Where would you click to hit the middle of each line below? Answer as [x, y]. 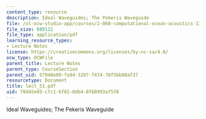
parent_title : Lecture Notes [44, 63]
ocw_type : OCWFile [30, 58]
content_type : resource [37, 12]
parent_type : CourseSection [42, 69]
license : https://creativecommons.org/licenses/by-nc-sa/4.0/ [87, 52]
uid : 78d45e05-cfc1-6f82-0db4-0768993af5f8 [63, 92]
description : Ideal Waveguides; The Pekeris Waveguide [78, 18]
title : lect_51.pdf [31, 86]
